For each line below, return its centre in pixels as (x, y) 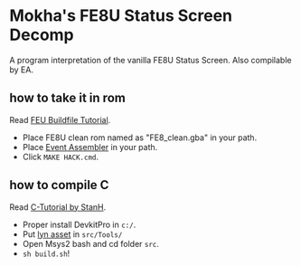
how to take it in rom (68, 98)
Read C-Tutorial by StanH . (58, 207)
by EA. (22, 70)
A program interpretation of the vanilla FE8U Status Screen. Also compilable (150, 60)
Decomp (42, 35)
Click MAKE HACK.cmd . (61, 157)
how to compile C (59, 185)
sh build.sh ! (46, 253)
